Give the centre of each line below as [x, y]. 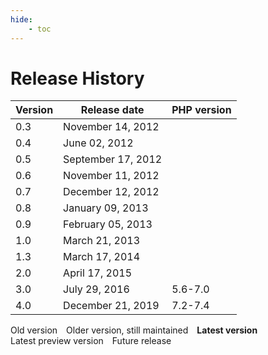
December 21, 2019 [111, 306]
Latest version [227, 330]
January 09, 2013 [106, 208]
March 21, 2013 [102, 241]
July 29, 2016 [96, 289]
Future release [141, 341]
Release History [77, 78]
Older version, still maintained [127, 330]
